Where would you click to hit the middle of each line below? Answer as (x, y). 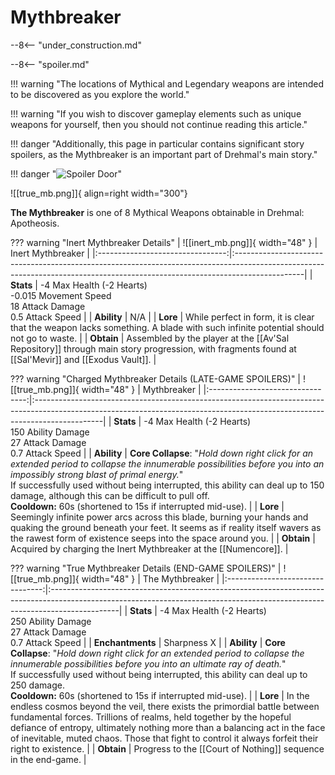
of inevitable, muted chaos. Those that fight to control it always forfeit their (164, 738)
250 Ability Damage (51, 621)
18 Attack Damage (48, 306)
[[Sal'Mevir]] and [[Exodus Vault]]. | (83, 359)
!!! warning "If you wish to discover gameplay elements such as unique (156, 113)
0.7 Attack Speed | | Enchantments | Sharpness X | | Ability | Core (148, 642)
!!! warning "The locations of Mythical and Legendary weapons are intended (167, 83)
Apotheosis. (35, 223)
